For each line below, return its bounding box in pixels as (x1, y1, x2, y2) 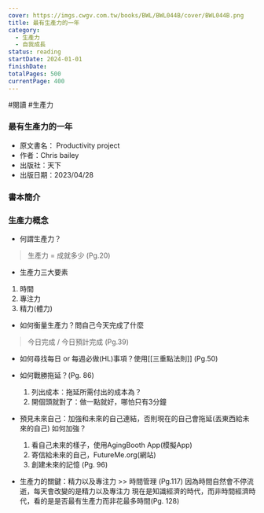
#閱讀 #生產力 (8, 100, 53, 109)
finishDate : (8, 63, 47, 71)
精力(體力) (19, 304, 53, 313)
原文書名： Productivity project (19, 141, 120, 150)
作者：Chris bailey (19, 150, 79, 159)
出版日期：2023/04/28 (19, 170, 94, 179)
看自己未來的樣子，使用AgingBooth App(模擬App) (31, 441, 192, 450)
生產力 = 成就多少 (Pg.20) (27, 251, 111, 260)
